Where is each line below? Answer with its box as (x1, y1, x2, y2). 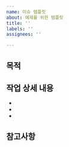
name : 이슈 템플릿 (6, 8, 46, 15)
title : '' (6, 20, 31, 26)
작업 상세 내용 (6, 83, 54, 93)
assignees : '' (6, 31, 42, 38)
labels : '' (6, 25, 34, 32)
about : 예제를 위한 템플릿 (6, 15, 64, 21)
